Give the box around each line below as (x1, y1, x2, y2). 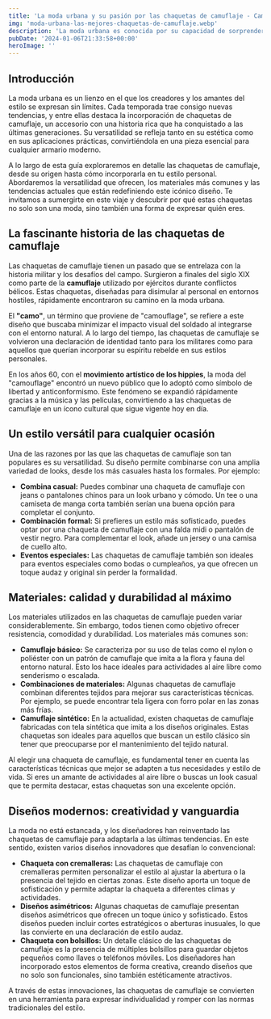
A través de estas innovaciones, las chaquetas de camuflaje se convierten (8, 986, 255, 996)
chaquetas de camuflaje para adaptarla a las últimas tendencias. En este (8, 834, 249, 844)
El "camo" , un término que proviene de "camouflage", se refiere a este (8, 310, 244, 320)
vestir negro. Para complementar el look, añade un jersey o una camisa (19, 533, 256, 542)
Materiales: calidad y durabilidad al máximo (8, 591, 232, 604)
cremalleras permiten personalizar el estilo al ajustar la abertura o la (19, 867, 246, 877)
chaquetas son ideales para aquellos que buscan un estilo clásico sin (19, 731, 251, 740)
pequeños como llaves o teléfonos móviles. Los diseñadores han (19, 953, 236, 962)
